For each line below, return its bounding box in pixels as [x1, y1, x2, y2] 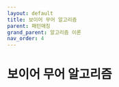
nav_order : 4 [7, 35, 44, 42]
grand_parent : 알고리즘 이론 [7, 29, 82, 36]
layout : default [7, 10, 53, 17]
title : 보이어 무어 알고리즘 [7, 16, 77, 23]
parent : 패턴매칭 [7, 22, 51, 29]
